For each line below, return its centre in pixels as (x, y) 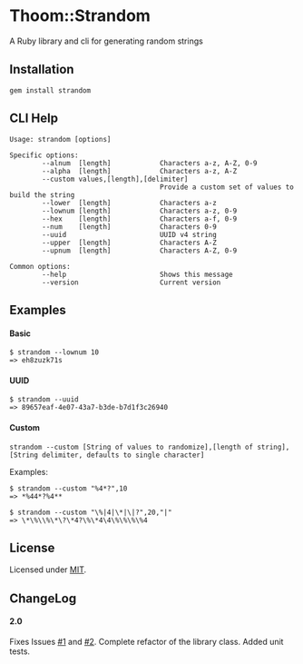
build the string (42, 195)
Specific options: (44, 155)
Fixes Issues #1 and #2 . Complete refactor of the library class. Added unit (147, 641)
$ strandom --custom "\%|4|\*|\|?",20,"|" (91, 512)
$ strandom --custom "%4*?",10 (68, 488)
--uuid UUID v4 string (130, 234)
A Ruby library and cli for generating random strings (107, 41)
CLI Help (34, 119)
